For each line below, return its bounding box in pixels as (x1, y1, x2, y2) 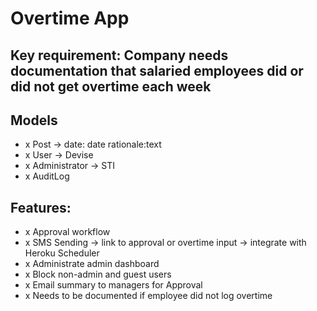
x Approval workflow (24, 226, 111, 238)
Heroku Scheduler (24, 247, 100, 259)
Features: (10, 199, 72, 216)
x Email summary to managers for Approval (24, 279, 203, 291)
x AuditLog (24, 170, 70, 182)
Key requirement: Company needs (10, 47, 229, 64)
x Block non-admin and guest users (24, 268, 172, 281)
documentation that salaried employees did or (10, 62, 304, 79)
